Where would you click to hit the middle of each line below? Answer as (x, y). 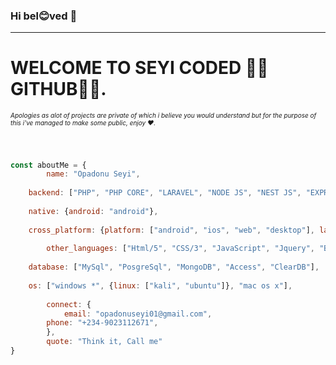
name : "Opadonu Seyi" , (93, 174)
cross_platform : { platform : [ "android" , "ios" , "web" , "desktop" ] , (171, 230)
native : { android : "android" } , (93, 211)
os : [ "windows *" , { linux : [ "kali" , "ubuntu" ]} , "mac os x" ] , (160, 285)
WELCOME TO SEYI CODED (126, 68)
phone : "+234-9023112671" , (102, 323)
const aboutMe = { (48, 165)
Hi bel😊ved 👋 (44, 16)
